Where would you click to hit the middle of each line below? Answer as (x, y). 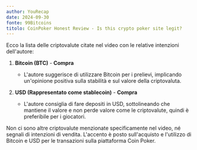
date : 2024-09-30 (28, 17)
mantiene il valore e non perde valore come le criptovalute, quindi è (106, 110)
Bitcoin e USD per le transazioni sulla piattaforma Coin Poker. (81, 141)
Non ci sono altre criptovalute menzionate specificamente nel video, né (93, 128)
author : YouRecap (28, 12)
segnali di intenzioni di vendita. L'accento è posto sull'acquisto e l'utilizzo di (99, 135)
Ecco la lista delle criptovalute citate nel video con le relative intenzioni (93, 45)
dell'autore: (20, 52)
